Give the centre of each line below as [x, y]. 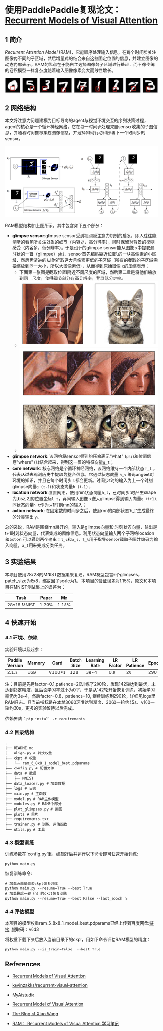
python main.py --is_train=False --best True [53, 949]
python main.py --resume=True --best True [49, 888]
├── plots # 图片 [22, 815]
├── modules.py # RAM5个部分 [33, 804]
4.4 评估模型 [20, 912]
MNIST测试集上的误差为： [39, 587]
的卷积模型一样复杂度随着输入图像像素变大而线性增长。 [60, 70]
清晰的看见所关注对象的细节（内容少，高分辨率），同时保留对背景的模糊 [83, 242]
